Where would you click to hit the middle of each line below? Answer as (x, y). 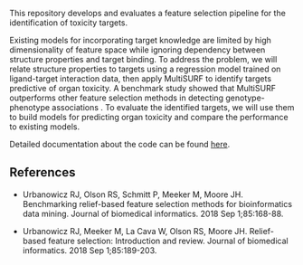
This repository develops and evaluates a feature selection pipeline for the (148, 13)
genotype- (245, 98)
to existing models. (45, 127)
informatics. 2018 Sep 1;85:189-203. (90, 250)
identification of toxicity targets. (69, 23)
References (43, 172)
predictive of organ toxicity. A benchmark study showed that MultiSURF (142, 88)
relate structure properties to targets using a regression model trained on (145, 69)
